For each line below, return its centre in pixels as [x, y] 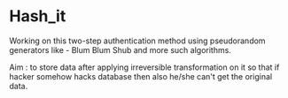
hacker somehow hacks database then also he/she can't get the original [141, 76]
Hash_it [38, 16]
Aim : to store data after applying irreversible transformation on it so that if [144, 67]
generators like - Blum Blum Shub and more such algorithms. [121, 49]
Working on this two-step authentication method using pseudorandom [137, 41]
